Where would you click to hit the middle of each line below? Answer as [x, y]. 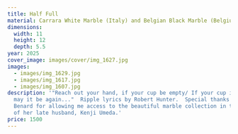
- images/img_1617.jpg [47, 80]
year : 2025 [23, 54]
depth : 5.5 [30, 47]
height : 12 [30, 40]
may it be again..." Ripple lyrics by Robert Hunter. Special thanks [122, 100]
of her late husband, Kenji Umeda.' [68, 113]
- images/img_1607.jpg [47, 86]
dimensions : [25, 27]
